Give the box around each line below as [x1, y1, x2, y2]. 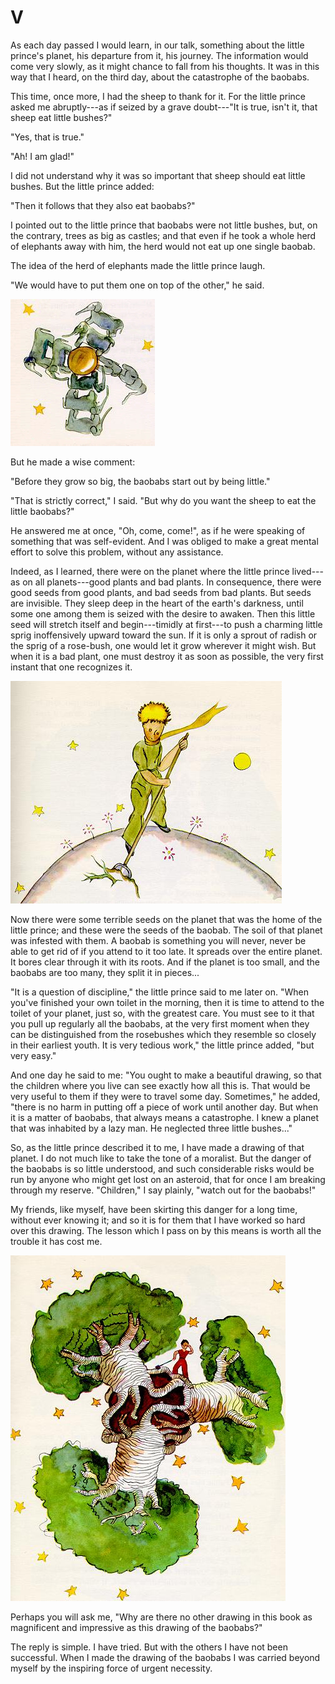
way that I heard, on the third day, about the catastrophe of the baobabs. [10, 71, 310, 83]
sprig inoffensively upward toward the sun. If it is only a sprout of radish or [10, 629, 318, 641]
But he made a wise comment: [10, 456, 136, 468]
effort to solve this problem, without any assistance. [10, 546, 224, 558]
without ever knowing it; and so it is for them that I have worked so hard [10, 1214, 306, 1226]
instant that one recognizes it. [10, 661, 133, 673]
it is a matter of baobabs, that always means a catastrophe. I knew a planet [10, 1111, 320, 1123]
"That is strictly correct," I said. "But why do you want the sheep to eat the [10, 494, 317, 506]
